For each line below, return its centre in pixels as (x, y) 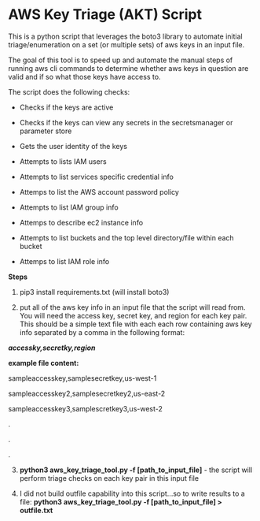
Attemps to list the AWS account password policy (99, 192)
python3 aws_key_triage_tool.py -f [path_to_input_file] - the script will (136, 470)
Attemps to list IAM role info (64, 261)
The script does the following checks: (69, 91)
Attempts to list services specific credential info (97, 177)
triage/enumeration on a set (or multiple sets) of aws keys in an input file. (126, 44)
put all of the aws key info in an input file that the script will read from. (132, 307)
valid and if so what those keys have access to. (84, 76)
